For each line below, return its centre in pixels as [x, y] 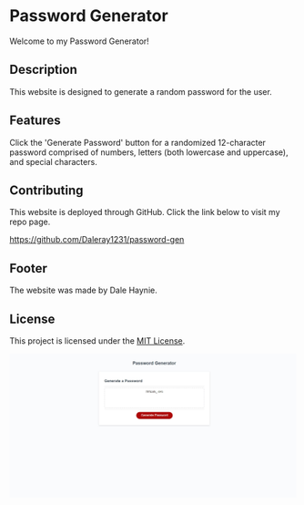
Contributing [46, 190]
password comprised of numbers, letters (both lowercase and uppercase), [149, 152]
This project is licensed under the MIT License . [97, 341]
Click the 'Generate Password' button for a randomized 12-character [138, 142]
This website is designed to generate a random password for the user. [141, 91]
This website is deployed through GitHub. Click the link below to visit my [145, 212]
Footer [29, 268]
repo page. [30, 222]
